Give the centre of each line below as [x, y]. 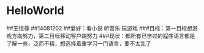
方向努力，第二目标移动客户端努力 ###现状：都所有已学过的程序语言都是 [103, 36]
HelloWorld [35, 11]
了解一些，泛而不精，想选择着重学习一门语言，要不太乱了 [79, 43]
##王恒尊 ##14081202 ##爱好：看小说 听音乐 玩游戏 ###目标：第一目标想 [100, 28]
